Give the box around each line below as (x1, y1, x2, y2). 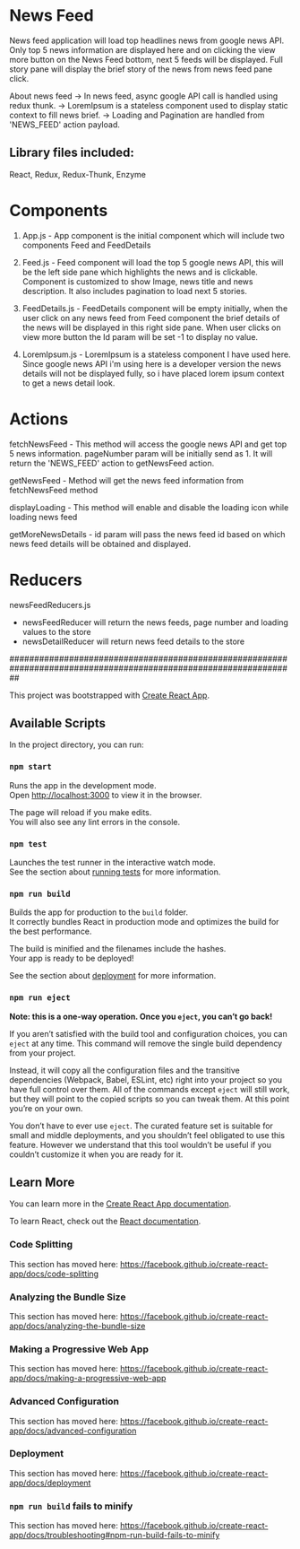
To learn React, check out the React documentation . (9, 1216, 201, 1227)
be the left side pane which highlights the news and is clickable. (21, 266, 258, 277)
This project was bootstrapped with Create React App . (9, 690, 210, 701)
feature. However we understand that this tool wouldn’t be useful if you (9, 1139, 271, 1150)
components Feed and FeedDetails (21, 239, 151, 250)
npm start (9, 761, 52, 772)
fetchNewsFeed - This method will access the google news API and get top (9, 439, 287, 449)
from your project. (9, 1047, 76, 1058)
